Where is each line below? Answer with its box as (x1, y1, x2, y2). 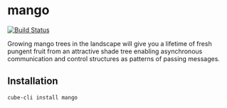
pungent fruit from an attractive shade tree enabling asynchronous (7, 47, 203, 55)
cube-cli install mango (7, 94, 78, 101)
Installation (7, 75, 58, 87)
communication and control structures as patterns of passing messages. (7, 54, 221, 63)
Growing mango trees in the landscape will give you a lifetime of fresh (7, 39, 212, 48)
